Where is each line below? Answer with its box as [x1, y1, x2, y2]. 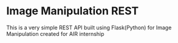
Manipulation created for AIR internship [6, 30, 104, 37]
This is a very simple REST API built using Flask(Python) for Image [6, 24, 172, 31]
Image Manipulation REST [6, 4, 139, 18]
